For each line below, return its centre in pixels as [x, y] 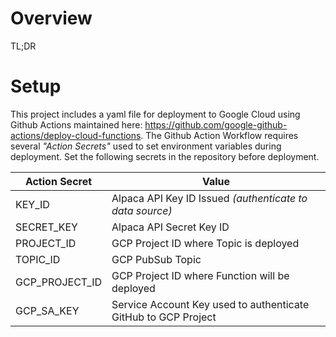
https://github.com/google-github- [216, 124]
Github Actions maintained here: [76, 124]
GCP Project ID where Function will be [200, 275]
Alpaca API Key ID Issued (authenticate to [209, 198]
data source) [142, 210]
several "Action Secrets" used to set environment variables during [146, 146]
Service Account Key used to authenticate [210, 304]
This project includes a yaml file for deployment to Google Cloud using [155, 114]
